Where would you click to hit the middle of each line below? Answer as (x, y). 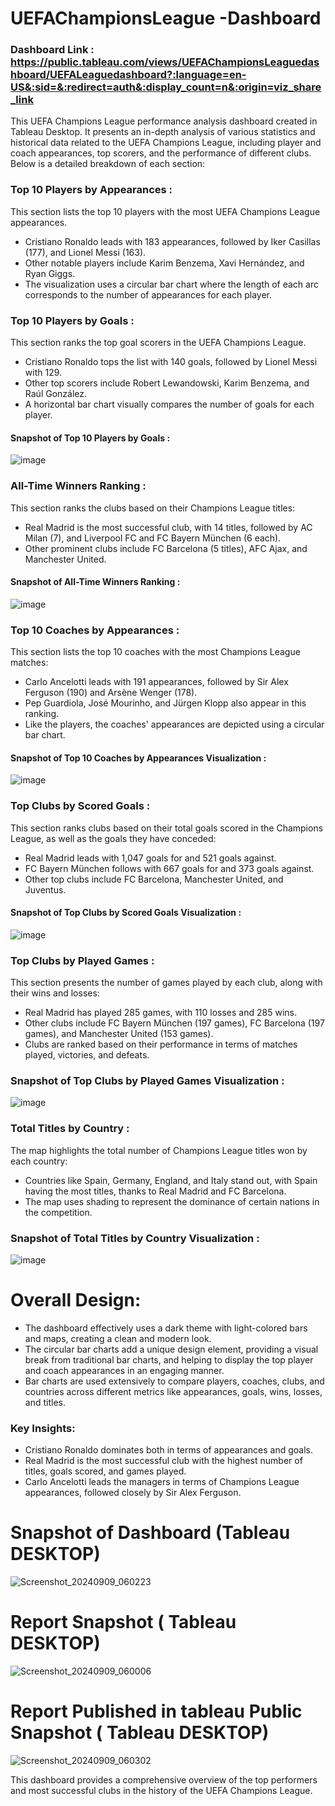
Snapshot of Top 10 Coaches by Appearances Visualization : (138, 758)
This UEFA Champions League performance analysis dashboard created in (164, 121)
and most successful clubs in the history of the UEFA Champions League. (161, 1791)
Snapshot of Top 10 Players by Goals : (90, 438)
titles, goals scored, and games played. (105, 1471)
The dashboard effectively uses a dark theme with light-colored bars (166, 1328)
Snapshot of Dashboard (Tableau (150, 1533)
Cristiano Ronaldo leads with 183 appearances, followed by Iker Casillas (172, 241)
